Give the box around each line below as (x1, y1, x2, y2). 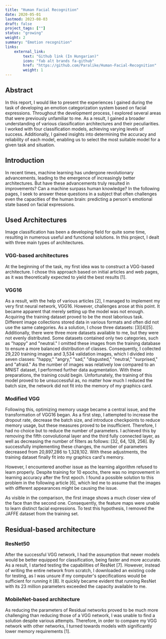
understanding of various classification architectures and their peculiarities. (5, 120, 160, 126)
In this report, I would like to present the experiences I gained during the (5, 99, 153, 105)
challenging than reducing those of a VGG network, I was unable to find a (5, 613, 156, 619)
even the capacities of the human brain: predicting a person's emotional (5, 196, 153, 202)
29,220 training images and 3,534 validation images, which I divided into (5, 351, 154, 357)
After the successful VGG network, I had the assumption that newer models (5, 552, 160, 558)
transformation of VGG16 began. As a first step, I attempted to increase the (5, 412, 158, 418)
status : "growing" (5, 30, 43, 35)
